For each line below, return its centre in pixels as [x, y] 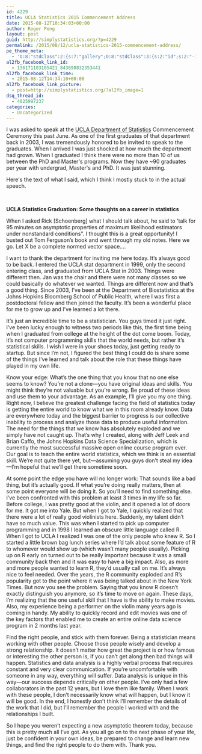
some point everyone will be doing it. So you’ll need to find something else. [99, 492]
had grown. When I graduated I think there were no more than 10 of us [93, 155]
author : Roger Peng [31, 29]
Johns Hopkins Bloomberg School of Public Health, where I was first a [93, 297]
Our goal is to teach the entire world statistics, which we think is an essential [101, 454]
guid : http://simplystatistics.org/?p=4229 [62, 40]
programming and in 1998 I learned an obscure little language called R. [94, 530]
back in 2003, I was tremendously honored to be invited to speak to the [95, 143]
